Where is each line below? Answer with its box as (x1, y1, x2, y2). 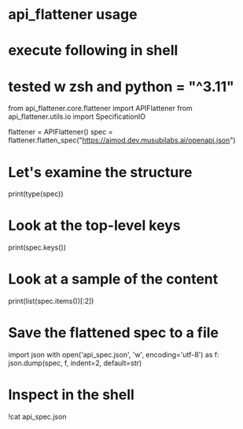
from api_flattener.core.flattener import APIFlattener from (8, 104, 193, 113)
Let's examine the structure (8, 163, 193, 181)
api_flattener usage (8, 6, 138, 24)
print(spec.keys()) (8, 242, 67, 253)
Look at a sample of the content (8, 270, 219, 288)
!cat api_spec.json (8, 412, 67, 421)
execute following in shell (8, 42, 179, 60)
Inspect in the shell (8, 386, 135, 404)
